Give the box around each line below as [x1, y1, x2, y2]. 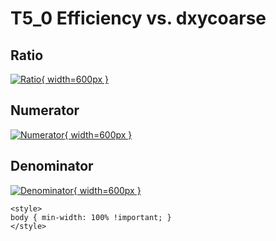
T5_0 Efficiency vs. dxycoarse [10, 7, 267, 30]
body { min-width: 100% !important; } [10, 212, 172, 222]
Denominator [10, 158, 94, 175]
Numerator [10, 102, 80, 119]
